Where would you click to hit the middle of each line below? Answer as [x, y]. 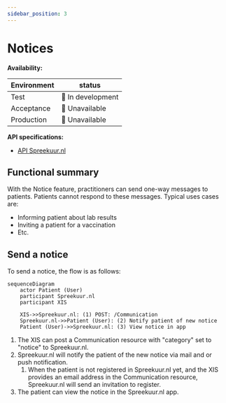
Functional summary [53, 172]
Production [29, 120]
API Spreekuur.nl [42, 150]
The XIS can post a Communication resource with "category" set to [114, 340]
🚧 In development [90, 97]
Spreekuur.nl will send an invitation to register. [94, 385]
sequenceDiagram [31, 284]
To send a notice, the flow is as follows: [64, 271]
